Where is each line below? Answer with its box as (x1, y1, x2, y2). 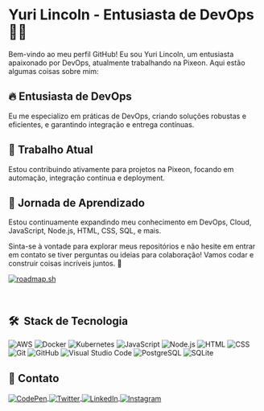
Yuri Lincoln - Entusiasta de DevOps (8, 6, 255, 24)
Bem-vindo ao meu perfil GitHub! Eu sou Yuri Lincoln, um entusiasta (8, 49, 234, 59)
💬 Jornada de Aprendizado (8, 195, 145, 210)
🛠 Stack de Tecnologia (8, 314, 129, 327)
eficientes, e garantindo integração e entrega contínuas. (8, 119, 195, 129)
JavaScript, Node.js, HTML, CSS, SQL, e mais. (8, 226, 162, 236)
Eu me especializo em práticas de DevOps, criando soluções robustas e (8, 111, 247, 121)
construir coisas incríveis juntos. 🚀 (8, 259, 122, 269)
